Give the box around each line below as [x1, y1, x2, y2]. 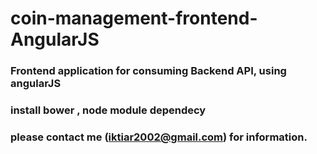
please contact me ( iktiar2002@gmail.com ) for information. [10, 130, 308, 144]
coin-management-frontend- [10, 7, 258, 30]
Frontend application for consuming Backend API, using [10, 64, 287, 78]
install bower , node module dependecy [10, 103, 207, 117]
